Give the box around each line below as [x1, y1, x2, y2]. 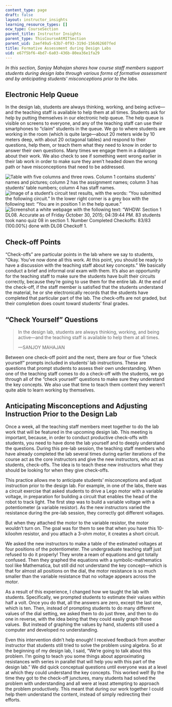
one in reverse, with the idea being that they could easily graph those [5, 616, 152, 622]
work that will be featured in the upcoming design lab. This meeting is [5, 429, 153, 435]
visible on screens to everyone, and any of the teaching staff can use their [5, 120, 163, 126]
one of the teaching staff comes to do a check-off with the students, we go [5, 370, 164, 377]
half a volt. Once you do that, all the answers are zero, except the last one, [5, 599, 163, 605]
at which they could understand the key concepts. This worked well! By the [5, 669, 164, 675]
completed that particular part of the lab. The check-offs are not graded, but [5, 295, 167, 301]
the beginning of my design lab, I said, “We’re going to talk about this [5, 647, 151, 654]
